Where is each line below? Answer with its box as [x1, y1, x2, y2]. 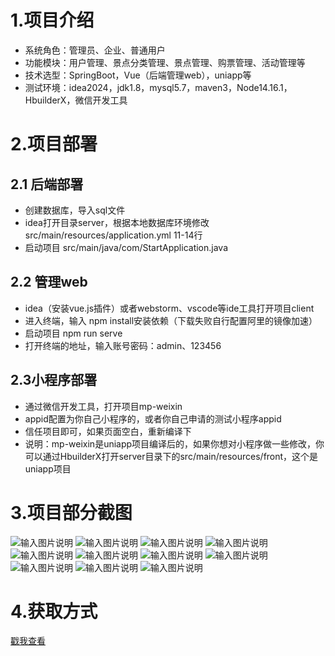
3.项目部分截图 [10, 501, 133, 524]
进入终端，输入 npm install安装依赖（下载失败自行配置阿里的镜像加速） [24, 314, 318, 326]
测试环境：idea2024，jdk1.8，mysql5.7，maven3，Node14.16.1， [24, 81, 293, 93]
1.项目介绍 [10, 9, 95, 32]
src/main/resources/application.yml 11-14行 [24, 229, 203, 241]
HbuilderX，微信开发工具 [24, 94, 128, 106]
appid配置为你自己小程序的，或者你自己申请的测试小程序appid [24, 412, 282, 425]
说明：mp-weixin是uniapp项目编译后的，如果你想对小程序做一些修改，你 [24, 437, 325, 450]
